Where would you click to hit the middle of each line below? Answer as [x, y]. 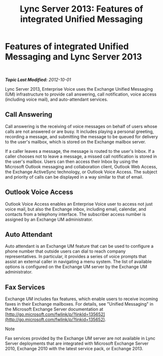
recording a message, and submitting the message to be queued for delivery [81, 136]
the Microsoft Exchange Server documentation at [54, 309]
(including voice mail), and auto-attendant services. [57, 99]
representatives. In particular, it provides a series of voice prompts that [76, 257]
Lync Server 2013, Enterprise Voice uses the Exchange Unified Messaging [79, 89]
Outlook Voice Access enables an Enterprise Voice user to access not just [79, 204]
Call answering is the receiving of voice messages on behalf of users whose [81, 126]
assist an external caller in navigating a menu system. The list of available [78, 262]
